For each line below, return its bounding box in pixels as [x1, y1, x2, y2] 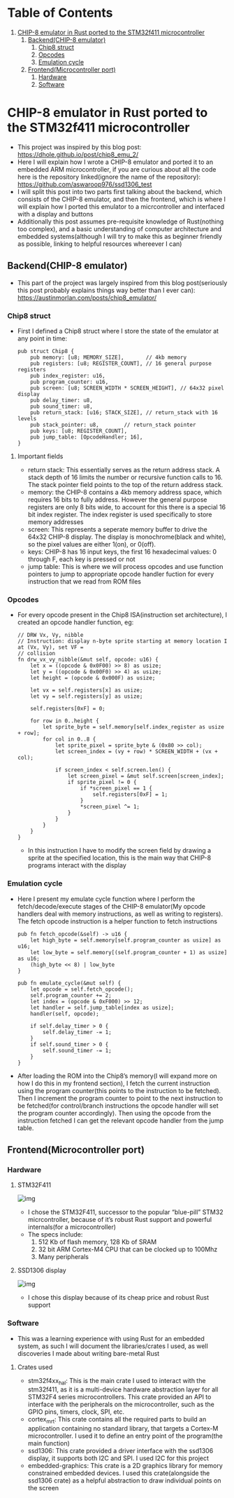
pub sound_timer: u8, [30, 403, 93, 410]
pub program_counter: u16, [30, 378, 109, 385]
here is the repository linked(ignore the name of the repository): [17, 172, 201, 181]
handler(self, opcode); [30, 1010, 99, 1017]
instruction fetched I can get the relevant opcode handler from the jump [17, 1116, 224, 1125]
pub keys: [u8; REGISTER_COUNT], [30, 427, 128, 434]
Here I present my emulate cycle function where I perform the [17, 895, 196, 903]
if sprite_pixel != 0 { [67, 779, 137, 786]
